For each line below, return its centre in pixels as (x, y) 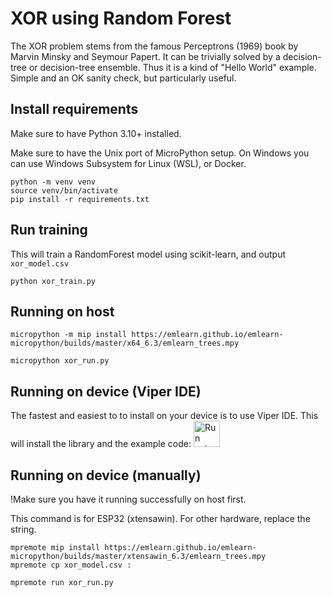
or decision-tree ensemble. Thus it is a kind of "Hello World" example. (172, 67)
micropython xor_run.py (60, 361)
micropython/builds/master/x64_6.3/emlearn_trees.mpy (125, 343)
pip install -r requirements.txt (80, 199)
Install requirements (74, 109)
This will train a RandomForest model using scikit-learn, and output (148, 254)
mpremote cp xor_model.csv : (71, 565)
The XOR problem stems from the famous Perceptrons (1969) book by (154, 46)
